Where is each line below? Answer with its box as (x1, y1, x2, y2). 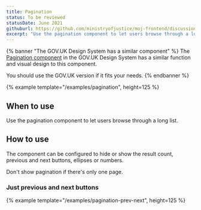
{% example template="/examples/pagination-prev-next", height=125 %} (6, 197, 186, 204)
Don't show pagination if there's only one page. (6, 168, 124, 175)
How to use (6, 134, 49, 145)
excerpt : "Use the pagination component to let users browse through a (6, 31, 188, 37)
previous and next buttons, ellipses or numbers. (6, 157, 124, 164)
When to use (6, 101, 55, 111)
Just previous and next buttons (6, 183, 99, 191)
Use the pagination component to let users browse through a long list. (6, 116, 178, 124)
